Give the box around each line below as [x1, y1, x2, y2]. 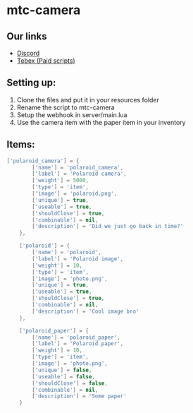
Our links [6, 30, 47, 42]
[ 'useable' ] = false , [32, 373, 96, 380]
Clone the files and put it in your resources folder [16, 95, 159, 104]
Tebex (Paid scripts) [16, 56, 75, 65]
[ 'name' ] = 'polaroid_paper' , [32, 334, 120, 341]
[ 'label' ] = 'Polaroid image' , [32, 255, 124, 263]
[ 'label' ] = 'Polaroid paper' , [32, 340, 124, 347]
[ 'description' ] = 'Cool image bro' [32, 308, 139, 315]
